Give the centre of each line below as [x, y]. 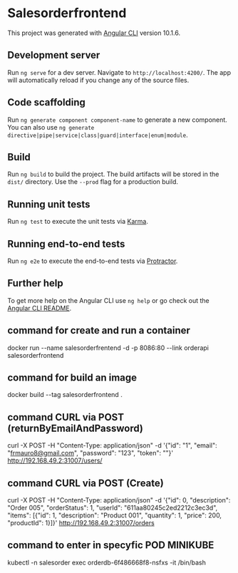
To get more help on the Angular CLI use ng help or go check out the [108, 300]
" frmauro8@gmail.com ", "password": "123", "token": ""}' [90, 453]
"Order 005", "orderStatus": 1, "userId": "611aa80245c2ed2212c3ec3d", [113, 508]
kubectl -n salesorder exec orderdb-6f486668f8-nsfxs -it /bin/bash [107, 562]
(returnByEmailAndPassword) [76, 428]
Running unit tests [49, 204]
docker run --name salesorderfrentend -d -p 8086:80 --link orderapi [108, 348]
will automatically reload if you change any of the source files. [98, 80]
